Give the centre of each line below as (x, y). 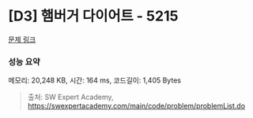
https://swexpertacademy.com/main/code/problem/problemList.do (136, 106)
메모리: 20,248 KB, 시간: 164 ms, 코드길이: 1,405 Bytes (95, 80)
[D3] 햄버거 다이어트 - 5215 (93, 16)
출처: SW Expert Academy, (70, 97)
